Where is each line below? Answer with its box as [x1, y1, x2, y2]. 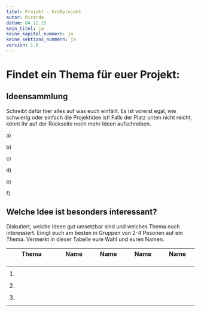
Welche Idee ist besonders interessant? [6, 207, 157, 217]
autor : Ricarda [6, 14, 44, 20]
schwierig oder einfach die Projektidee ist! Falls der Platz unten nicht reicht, [6, 114, 193, 121]
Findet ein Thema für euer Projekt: [6, 68, 180, 81]
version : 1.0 [6, 42, 39, 48]
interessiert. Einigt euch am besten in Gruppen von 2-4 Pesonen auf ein [6, 229, 183, 236]
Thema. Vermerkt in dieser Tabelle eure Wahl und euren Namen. [6, 235, 165, 243]
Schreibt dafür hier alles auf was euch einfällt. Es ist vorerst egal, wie [6, 107, 176, 114]
